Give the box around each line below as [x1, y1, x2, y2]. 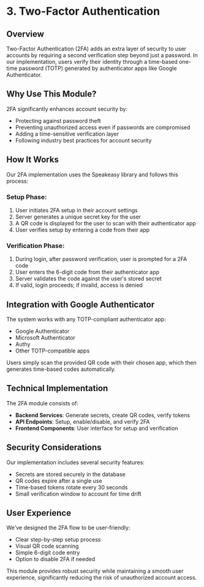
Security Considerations [6, 442, 102, 453]
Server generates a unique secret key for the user [15, 213, 142, 220]
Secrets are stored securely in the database [15, 470, 126, 478]
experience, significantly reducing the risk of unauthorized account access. [6, 574, 197, 581]
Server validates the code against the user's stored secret [15, 275, 162, 282]
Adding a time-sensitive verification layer [15, 130, 119, 138]
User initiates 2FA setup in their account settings [15, 206, 138, 214]
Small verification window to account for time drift [15, 490, 142, 497]
